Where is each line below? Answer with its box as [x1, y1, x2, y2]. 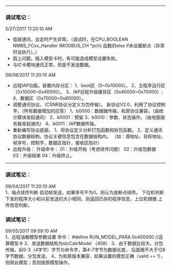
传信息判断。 [5, 202, 32, 208]
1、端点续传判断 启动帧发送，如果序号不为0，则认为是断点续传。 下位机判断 [5, 189, 164, 195]
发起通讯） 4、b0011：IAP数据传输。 [21, 121, 99, 127]
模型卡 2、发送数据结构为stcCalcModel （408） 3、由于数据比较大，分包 [9, 240, 164, 246]
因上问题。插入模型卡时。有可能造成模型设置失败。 [12, 56, 120, 62]
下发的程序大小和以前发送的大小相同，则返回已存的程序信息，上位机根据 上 [5, 196, 163, 202]
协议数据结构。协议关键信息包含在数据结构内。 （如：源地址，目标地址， [12, 133, 166, 140]
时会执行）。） [12, 49, 40, 55]
